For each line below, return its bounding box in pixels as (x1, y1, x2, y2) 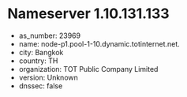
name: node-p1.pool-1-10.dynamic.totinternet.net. (18, 39, 181, 48)
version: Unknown (18, 73, 78, 82)
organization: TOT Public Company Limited (18, 64, 159, 73)
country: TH (18, 56, 58, 65)
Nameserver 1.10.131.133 (7, 5, 170, 23)
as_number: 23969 (18, 31, 80, 40)
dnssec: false (18, 80, 63, 91)
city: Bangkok (18, 47, 64, 57)
